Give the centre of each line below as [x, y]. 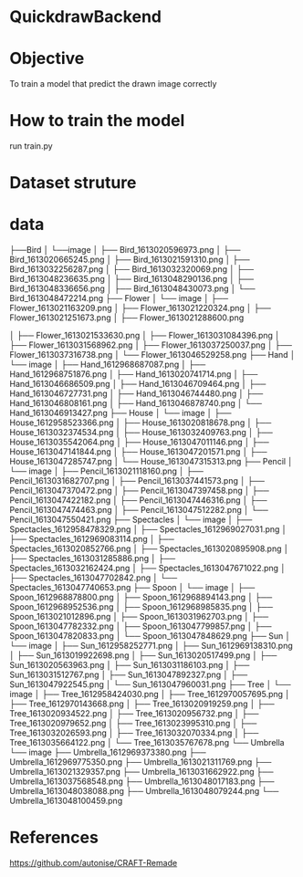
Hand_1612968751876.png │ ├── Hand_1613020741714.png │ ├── [134, 374]
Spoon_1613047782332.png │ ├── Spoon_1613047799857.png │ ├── [141, 626]
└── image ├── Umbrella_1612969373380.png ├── [108, 752]
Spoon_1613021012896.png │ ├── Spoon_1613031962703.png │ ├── [139, 617]
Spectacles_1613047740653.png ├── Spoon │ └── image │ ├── [132, 588]
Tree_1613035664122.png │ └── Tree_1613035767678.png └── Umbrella [147, 743]
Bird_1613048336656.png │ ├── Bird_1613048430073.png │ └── [132, 288]
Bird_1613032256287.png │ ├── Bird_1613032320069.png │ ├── [131, 269]
